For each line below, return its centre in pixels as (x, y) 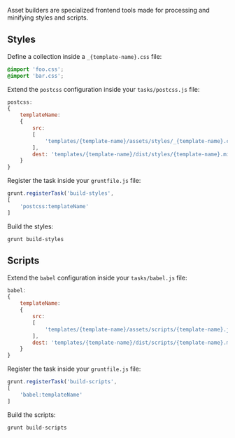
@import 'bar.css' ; (36, 76)
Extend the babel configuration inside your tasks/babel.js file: (97, 278)
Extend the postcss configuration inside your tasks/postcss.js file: (104, 89)
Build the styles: (30, 226)
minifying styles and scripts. (48, 18)
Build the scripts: (31, 415)
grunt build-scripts (37, 427)
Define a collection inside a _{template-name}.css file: (85, 56)
